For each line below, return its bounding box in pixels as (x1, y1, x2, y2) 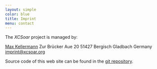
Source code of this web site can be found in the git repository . (5, 58, 133, 64)
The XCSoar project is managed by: (5, 34, 78, 40)
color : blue (5, 12, 30, 17)
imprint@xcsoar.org (5, 49, 45, 55)
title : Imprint (5, 16, 37, 21)
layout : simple (5, 7, 37, 12)
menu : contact (5, 21, 35, 26)
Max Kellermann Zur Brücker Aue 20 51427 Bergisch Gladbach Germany (5, 44, 152, 49)
